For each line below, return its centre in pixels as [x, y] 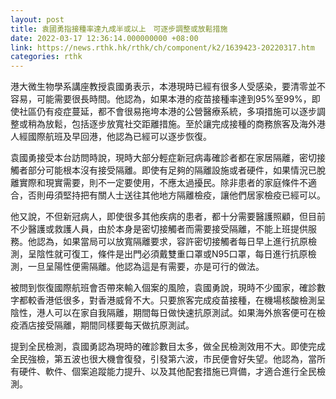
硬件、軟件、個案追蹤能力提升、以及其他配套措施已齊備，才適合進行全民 [167, 372]
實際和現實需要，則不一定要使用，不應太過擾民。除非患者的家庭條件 [159, 183]
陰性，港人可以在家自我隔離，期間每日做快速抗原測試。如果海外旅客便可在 [163, 313]
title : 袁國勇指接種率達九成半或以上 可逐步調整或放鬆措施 [119, 29]
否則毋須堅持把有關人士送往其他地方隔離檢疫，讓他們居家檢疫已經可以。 [176, 195]
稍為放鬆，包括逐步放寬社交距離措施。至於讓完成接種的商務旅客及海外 [172, 124]
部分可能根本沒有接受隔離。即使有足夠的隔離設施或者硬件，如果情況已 [172, 170]
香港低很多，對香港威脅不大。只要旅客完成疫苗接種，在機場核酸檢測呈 [181, 300]
